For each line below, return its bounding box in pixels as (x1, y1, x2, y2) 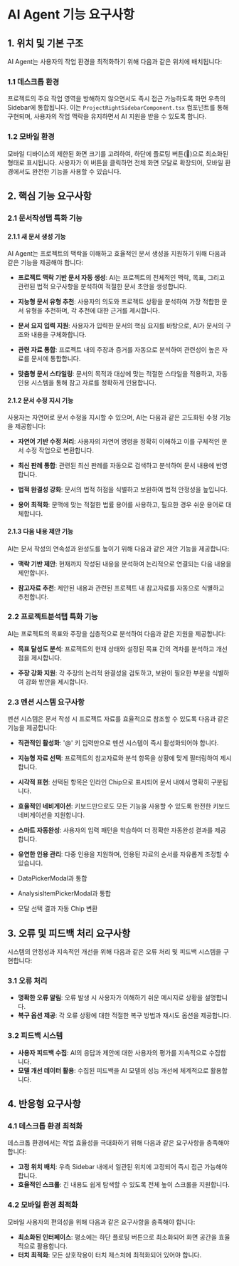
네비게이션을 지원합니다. (17, 811, 85, 819)
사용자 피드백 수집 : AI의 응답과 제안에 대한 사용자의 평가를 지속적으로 (17, 1048, 208, 1057)
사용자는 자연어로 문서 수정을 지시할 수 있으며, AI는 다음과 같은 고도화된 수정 (7, 413, 218, 422)
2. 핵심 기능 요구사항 (7, 190, 92, 202)
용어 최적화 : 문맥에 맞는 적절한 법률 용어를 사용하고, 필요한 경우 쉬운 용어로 (17, 500, 224, 509)
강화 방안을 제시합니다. (25, 678, 89, 686)
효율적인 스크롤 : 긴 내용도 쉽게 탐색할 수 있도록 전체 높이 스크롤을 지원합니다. (17, 1181, 230, 1189)
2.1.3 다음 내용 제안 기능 (7, 526, 73, 535)
